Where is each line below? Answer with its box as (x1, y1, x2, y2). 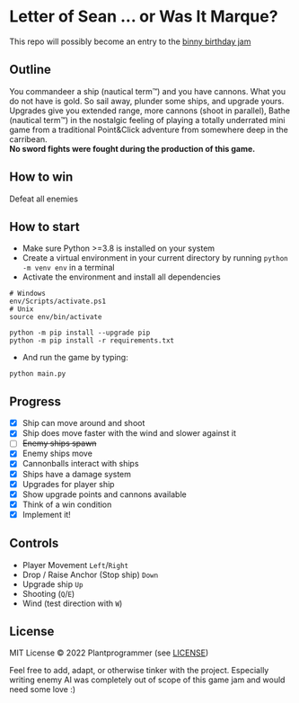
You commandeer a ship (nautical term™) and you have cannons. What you (9, 85, 286, 96)
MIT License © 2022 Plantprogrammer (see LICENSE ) (9, 647, 209, 658)
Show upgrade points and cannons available (22, 488, 187, 500)
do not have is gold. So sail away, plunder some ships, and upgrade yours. (9, 95, 285, 106)
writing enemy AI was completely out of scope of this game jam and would (9, 674, 286, 685)
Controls (9, 536, 59, 551)
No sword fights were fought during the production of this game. (9, 143, 256, 154)
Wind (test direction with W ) (22, 598, 123, 609)
